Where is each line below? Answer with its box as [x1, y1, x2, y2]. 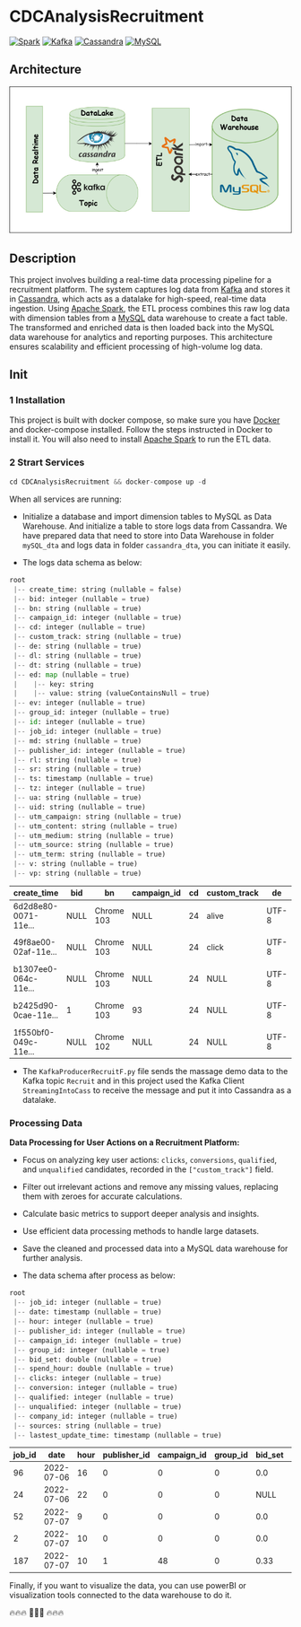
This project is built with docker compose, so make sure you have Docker [9, 415, 280, 425]
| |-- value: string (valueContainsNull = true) [13, 689, 211, 698]
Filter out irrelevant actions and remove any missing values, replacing [21, 1182, 279, 1193]
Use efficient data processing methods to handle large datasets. [21, 1226, 260, 1237]
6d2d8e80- [13, 900, 58, 912]
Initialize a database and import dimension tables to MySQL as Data [21, 511, 272, 521]
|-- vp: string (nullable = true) [13, 869, 142, 878]
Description [9, 250, 76, 266]
